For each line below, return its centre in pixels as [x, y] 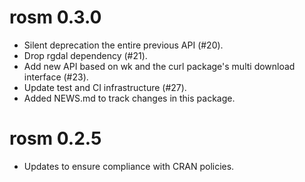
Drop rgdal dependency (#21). [85, 55]
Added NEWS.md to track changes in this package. [129, 98]
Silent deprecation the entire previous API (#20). [123, 45]
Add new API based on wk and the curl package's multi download [159, 66]
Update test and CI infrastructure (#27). [105, 87]
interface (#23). [56, 77]
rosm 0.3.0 [55, 17]
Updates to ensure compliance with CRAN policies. [129, 166]
